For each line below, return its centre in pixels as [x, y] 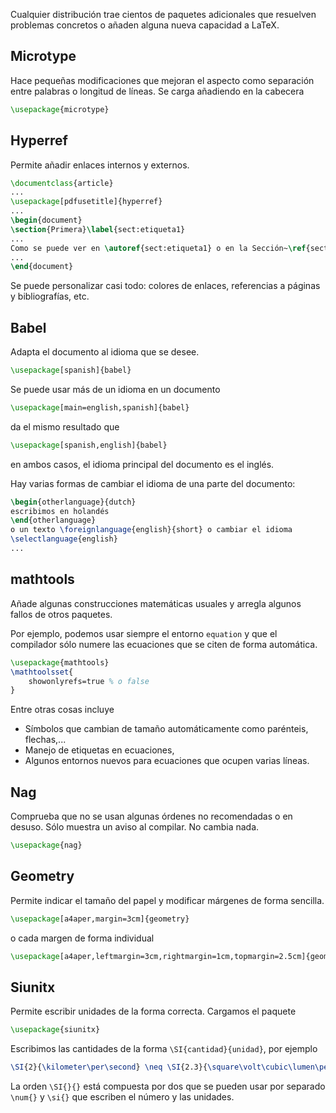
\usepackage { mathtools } [60, 662]
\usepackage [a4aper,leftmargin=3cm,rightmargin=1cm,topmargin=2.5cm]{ [160, 956]
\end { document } [42, 267]
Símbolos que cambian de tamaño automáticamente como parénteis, [166, 729]
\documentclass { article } [62, 183]
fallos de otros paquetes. [61, 614]
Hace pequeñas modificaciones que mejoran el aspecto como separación [162, 80]
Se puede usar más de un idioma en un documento [115, 389]
